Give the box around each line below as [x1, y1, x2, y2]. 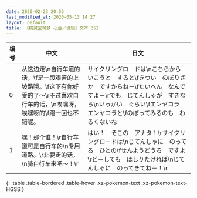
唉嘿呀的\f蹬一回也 [21, 109, 73, 118]
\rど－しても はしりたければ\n [87, 155, 174, 163]
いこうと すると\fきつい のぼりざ [87, 74, 186, 82]
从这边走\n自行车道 [21, 65, 74, 73]
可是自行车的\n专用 [27, 142, 80, 150]
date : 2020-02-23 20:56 [6, 8, 64, 15]
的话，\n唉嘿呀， [33, 100, 80, 109]
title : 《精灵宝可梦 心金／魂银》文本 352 [6, 25, 99, 31]
